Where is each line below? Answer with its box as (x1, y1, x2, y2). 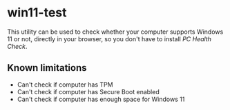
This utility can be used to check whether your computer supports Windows (7, 27, 224, 36)
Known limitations (7, 62, 87, 74)
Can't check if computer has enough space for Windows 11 (17, 95, 185, 103)
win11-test (7, 5, 67, 21)
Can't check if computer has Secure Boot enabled (17, 87, 160, 96)
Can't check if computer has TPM (17, 80, 113, 89)
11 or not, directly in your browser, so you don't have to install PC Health (7, 34, 212, 43)
